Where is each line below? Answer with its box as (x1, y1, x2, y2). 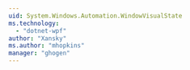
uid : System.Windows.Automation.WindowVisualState (8, 11, 183, 20)
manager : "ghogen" (8, 49, 70, 57)
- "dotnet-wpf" (15, 27, 67, 35)
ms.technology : (8, 19, 60, 27)
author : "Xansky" (8, 34, 67, 43)
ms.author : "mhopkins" (8, 42, 85, 50)
